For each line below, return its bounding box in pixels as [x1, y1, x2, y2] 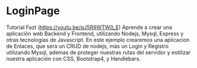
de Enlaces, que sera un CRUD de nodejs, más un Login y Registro [6, 43, 169, 50]
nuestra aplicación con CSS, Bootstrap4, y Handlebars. [6, 55, 141, 62]
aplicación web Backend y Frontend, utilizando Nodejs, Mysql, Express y [6, 30, 184, 37]
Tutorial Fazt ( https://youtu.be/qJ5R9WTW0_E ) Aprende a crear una [6, 24, 173, 31]
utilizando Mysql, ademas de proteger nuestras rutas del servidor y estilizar [6, 48, 191, 56]
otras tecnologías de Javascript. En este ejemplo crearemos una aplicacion [6, 36, 190, 43]
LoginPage [6, 4, 61, 18]
